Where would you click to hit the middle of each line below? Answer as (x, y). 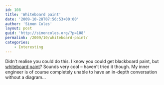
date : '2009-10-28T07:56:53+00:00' (42, 19)
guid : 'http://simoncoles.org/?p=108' (45, 33)
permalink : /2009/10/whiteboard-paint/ (47, 38)
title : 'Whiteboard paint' (33, 14)
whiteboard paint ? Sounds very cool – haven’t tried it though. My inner (77, 66)
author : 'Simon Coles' (29, 24)
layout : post (19, 28)
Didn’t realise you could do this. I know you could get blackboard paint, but (82, 61)
